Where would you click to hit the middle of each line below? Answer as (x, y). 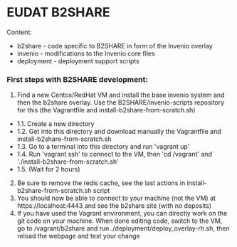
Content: (20, 32)
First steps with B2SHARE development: (78, 79)
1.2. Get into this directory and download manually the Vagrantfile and (119, 132)
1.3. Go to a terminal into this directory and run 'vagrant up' (103, 147)
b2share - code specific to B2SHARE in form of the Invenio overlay (115, 46)
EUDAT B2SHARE (58, 12)
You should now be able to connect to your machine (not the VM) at (116, 198)
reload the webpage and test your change (78, 236)
